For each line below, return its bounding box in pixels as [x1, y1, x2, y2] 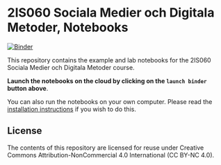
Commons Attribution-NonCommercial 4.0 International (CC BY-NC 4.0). [7, 150, 215, 159]
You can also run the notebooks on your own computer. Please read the [7, 97, 213, 105]
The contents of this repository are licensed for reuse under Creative [7, 144, 204, 152]
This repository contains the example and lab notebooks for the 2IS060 [7, 55, 211, 64]
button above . [7, 84, 49, 92]
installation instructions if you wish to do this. [7, 105, 137, 113]
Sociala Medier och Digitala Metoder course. [7, 63, 135, 71]
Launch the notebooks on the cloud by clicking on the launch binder [7, 76, 207, 85]
